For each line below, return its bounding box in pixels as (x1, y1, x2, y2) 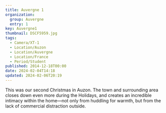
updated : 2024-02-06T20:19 (5, 73, 62, 78)
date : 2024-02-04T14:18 (5, 69, 56, 74)
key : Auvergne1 (5, 26, 37, 31)
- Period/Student (10, 59, 46, 64)
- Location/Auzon (10, 45, 46, 50)
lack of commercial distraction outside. (5, 103, 86, 109)
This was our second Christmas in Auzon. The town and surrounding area (5, 87, 158, 93)
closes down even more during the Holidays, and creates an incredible (5, 92, 152, 98)
